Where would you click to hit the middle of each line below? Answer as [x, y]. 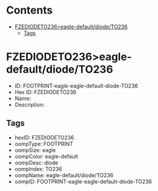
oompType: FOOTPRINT [44, 144]
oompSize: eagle [35, 150]
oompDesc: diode [36, 163]
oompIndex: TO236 [38, 169]
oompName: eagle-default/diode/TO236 [64, 175]
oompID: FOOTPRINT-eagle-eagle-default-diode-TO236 [83, 182]
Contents [30, 10]
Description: [30, 105]
